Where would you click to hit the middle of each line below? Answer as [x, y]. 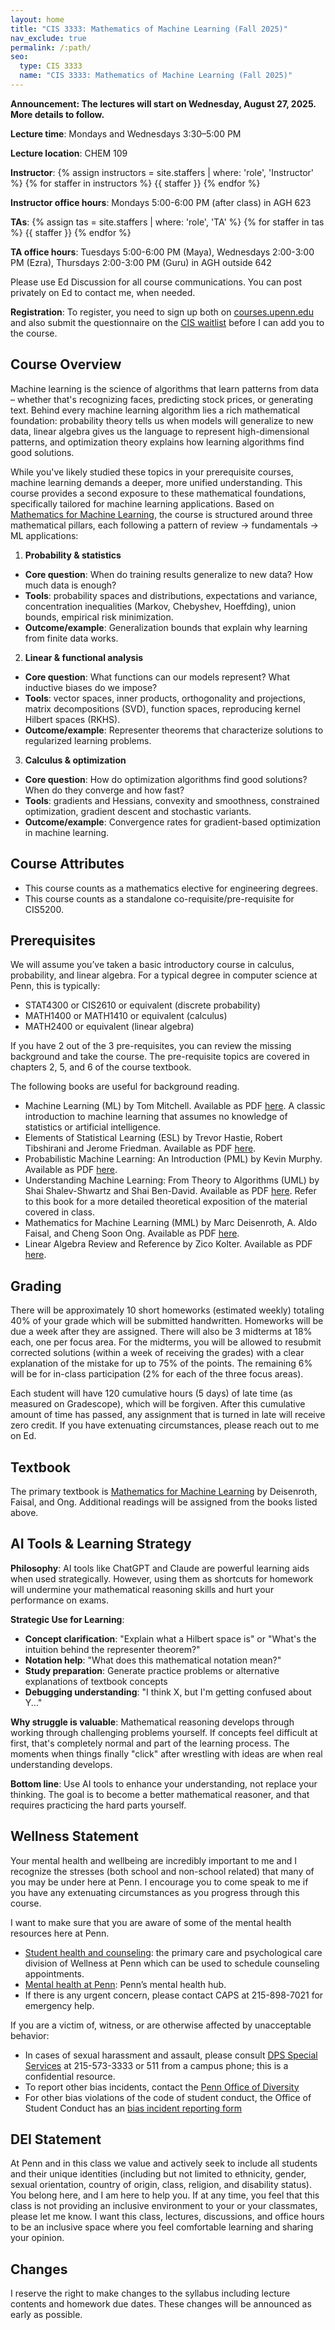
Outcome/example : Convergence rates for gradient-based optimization [173, 822]
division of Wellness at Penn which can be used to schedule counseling [172, 1963]
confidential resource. [70, 2076]
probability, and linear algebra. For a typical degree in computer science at [164, 975]
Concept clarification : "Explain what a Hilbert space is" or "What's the [170, 1638]
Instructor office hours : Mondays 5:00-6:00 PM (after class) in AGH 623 [161, 202]
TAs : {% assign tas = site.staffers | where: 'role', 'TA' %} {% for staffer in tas [167, 222]
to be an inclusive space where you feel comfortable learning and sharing [162, 2227]
